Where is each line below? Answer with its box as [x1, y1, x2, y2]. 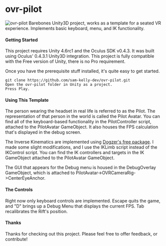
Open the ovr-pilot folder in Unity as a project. [5, 82, 113, 87]
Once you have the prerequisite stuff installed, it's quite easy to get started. [5, 68, 160, 74]
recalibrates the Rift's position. [5, 208, 68, 214]
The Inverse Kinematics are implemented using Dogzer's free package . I [5, 139, 154, 145]
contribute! [5, 236, 28, 242]
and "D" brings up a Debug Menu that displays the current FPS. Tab [5, 203, 145, 209]
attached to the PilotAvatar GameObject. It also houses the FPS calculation [5, 124, 159, 130]
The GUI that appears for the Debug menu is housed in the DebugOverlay [5, 165, 156, 171]
